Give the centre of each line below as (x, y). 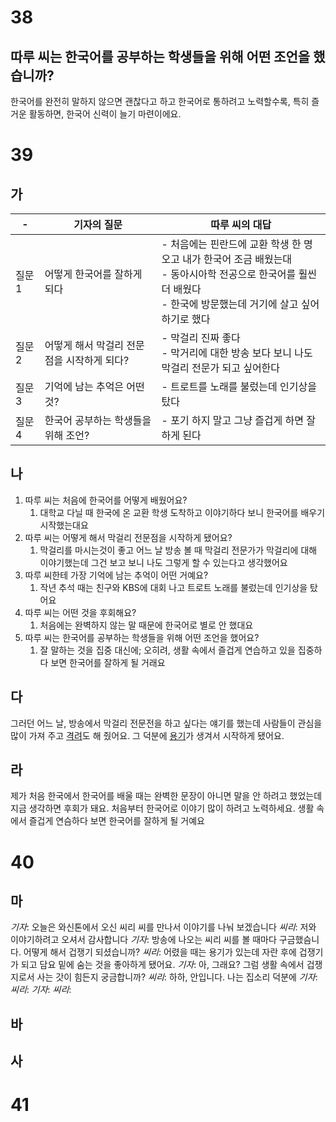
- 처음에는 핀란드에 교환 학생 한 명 (237, 244)
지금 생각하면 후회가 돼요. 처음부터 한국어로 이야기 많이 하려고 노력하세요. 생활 (162, 808)
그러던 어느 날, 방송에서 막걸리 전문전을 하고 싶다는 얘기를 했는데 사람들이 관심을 (166, 723)
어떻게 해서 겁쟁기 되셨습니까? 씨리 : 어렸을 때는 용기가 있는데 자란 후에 (160, 952)
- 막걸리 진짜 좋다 (201, 338)
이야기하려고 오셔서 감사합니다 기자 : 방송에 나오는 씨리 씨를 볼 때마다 (143, 940)
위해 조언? (67, 435)
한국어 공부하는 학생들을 (98, 420)
